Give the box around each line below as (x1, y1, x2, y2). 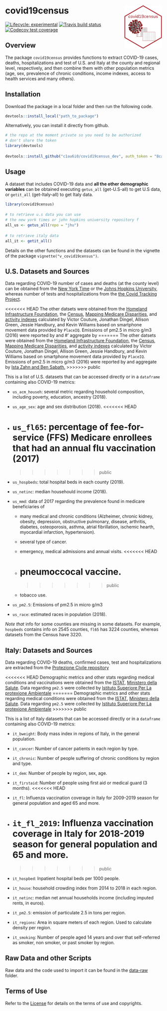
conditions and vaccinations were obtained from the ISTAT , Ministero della (5, 680, 158, 686)
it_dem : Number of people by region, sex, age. (12, 770, 107, 776)
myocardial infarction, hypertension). (19, 529, 95, 535)
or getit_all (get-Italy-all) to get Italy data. (5, 191, 93, 197)
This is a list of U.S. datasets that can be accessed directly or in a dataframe (5, 374, 160, 380)
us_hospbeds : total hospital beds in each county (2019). (12, 479, 125, 485)
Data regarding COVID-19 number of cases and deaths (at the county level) (5, 281, 159, 287)
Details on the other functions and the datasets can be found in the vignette (5, 247, 160, 254)
